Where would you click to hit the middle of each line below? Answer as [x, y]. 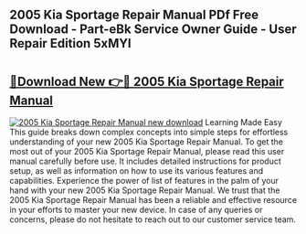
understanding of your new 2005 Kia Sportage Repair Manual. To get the [146, 142]
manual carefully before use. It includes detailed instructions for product [145, 161]
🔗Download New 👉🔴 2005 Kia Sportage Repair [147, 81]
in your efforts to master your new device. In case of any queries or [136, 210]
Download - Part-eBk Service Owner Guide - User [153, 30]
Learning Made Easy [244, 122]
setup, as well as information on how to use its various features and [137, 171]
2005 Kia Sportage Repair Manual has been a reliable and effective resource [153, 200]
